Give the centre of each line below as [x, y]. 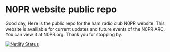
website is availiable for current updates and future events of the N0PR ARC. [85, 29]
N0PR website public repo [61, 9]
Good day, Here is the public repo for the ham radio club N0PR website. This [85, 23]
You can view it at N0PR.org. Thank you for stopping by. [64, 34]
